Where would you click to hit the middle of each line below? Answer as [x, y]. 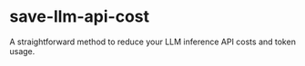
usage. [22, 51]
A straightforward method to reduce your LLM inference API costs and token [152, 42]
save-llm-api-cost [80, 17]
